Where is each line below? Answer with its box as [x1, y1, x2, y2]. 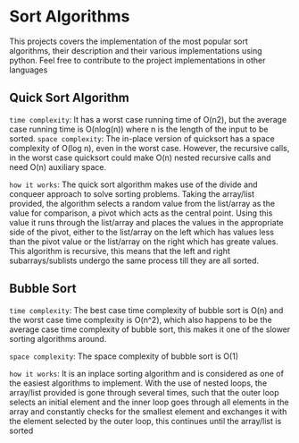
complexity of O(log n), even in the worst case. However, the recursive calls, [9, 142, 290, 153]
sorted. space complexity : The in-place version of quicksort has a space [9, 132, 275, 144]
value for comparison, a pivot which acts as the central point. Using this [9, 208, 273, 218]
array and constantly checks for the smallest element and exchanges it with [9, 405, 287, 417]
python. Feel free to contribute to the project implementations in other [9, 55, 266, 65]
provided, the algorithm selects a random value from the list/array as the [9, 198, 275, 209]
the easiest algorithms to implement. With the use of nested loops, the [9, 378, 268, 388]
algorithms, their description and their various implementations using [9, 45, 262, 55]
